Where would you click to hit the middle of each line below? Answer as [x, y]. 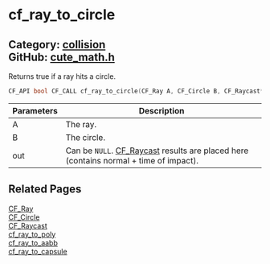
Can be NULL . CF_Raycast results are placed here [157, 151]
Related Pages [45, 190]
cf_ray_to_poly [32, 234]
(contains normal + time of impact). [132, 160]
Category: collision [57, 45]
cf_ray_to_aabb [33, 242]
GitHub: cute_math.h [61, 57]
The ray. [81, 124]
